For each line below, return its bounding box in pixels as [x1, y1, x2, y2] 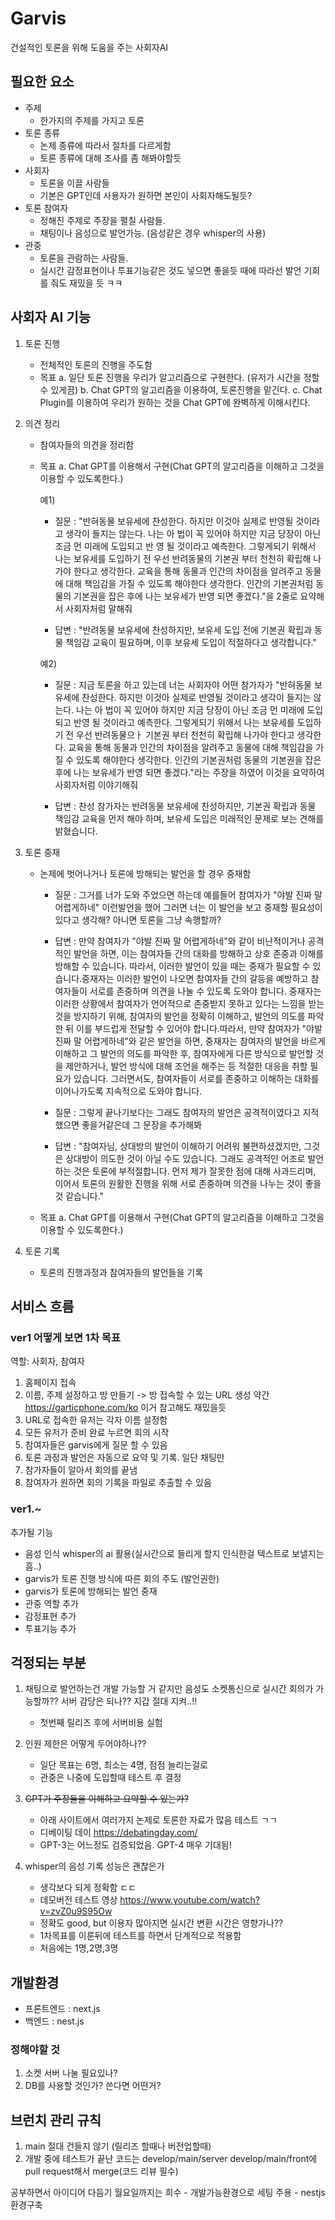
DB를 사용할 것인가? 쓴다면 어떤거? [24, 2080, 162, 2092]
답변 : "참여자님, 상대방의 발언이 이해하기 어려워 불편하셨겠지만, [54, 1140, 302, 1152]
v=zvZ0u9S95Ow [39, 1905, 113, 1917]
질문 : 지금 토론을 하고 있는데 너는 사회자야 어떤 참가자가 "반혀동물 [54, 678, 312, 691]
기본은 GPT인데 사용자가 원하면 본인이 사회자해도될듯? [39, 189, 253, 201]
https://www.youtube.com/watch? [119, 1894, 261, 1906]
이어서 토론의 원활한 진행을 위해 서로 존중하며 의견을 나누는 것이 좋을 [54, 1177, 322, 1189]
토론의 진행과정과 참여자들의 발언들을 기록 [39, 1266, 204, 1278]
